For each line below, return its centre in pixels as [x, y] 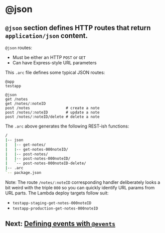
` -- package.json [23, 173]
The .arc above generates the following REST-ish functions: [67, 126]
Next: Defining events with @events [60, 224]
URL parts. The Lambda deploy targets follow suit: [57, 193]
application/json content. [46, 35]
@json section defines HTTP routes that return [78, 28]
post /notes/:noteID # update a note [52, 112]
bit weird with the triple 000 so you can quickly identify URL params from [80, 187]
